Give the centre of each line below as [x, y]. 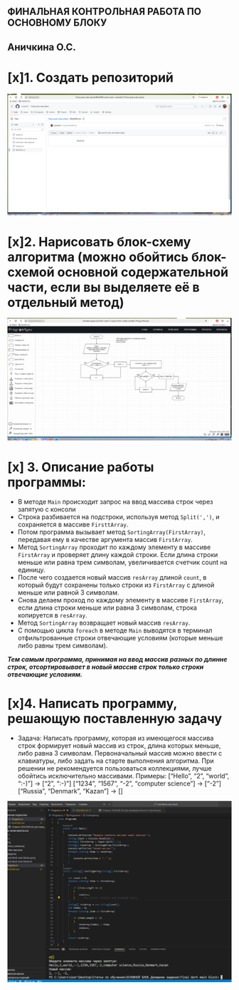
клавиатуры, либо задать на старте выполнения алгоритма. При [116, 761]
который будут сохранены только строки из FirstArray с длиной [116, 585]
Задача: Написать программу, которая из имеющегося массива [116, 738]
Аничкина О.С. [42, 47]
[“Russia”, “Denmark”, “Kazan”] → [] [70, 791]
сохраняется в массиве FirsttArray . [73, 525]
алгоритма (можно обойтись [98, 257]
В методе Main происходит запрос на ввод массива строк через [115, 502]
